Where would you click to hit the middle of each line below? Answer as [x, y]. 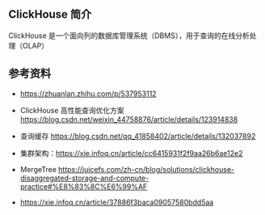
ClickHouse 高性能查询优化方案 [72, 110]
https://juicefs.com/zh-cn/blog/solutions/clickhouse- [146, 169]
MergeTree [38, 169]
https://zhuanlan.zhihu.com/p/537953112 [88, 93]
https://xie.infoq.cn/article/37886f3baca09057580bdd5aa [117, 202]
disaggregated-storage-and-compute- [84, 178]
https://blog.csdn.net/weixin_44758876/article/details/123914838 [129, 119]
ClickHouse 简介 [50, 15]
